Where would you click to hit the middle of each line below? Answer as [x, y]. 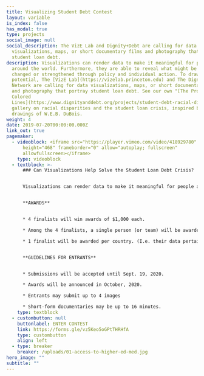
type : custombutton [42, 335]
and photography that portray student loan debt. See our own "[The [100, 91]
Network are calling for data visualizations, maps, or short [92, 86]
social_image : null [31, 40]
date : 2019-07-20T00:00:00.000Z [47, 125]
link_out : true [25, 131]
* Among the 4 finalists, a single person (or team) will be [101, 230]
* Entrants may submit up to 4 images [71, 296]
